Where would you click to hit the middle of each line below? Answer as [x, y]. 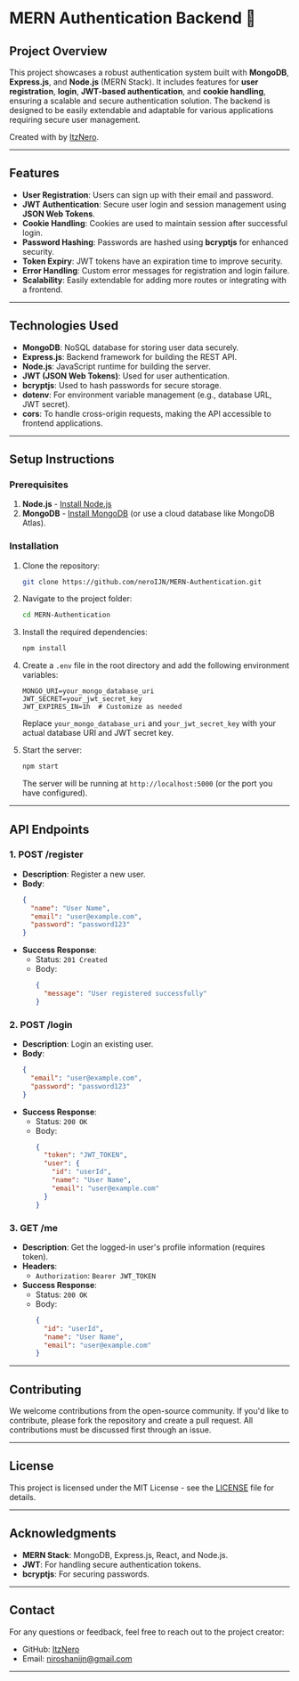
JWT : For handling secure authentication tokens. [112, 1564]
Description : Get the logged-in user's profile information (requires [143, 1247]
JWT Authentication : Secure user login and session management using [154, 204]
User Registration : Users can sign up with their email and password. [148, 194]
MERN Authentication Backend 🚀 [133, 18]
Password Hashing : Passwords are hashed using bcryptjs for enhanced [155, 242]
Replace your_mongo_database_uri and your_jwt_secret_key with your [149, 723]
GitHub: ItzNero [51, 1649]
